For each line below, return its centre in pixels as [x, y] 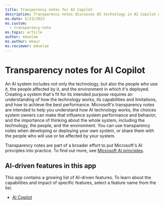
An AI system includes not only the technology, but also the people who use [81, 84]
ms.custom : [16, 23]
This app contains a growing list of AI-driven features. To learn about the [78, 178]
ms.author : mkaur [23, 42]
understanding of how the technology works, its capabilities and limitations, [81, 99]
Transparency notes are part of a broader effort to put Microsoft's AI [74, 145]
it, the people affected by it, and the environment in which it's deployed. [77, 89]
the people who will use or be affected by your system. [60, 136]
